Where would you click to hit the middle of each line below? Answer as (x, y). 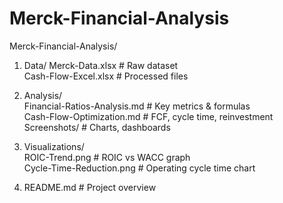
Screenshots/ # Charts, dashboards (97, 127)
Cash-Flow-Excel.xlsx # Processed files (106, 76)
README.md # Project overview (90, 187)
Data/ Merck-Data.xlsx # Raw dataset (101, 65)
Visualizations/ (54, 146)
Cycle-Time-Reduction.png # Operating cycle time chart (139, 168)
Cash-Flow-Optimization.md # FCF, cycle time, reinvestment (148, 116)
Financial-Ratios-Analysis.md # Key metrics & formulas (137, 106)
